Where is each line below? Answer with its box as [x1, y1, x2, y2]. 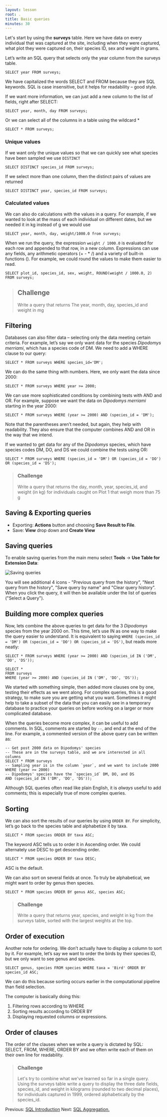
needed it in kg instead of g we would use [5, 221, 91, 227]
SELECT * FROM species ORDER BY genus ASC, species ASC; [5, 890, 126, 895]
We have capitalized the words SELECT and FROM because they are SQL [5, 79, 155, 85]
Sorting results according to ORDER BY [12, 1009, 93, 1015]
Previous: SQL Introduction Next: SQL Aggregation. [5, 1107, 110, 1113]
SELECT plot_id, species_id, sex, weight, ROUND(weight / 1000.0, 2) [5, 271, 153, 276]
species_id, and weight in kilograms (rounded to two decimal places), [17, 1086, 160, 1092]
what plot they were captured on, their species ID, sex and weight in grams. [5, 45, 160, 51]
